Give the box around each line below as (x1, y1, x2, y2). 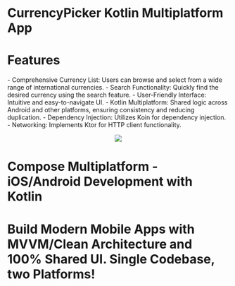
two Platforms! (7, 266, 96, 282)
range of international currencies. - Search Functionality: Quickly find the (7, 83, 220, 92)
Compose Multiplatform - (7, 159, 158, 174)
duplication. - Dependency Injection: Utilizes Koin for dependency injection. (7, 113, 227, 121)
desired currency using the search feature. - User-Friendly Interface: (7, 90, 207, 100)
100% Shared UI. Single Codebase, (7, 251, 215, 267)
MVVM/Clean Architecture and (7, 236, 193, 252)
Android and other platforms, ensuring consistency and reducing (7, 106, 195, 114)
